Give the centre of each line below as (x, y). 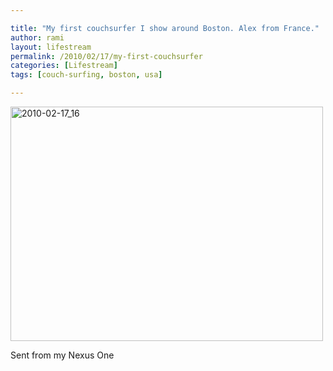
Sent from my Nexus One (62, 355)
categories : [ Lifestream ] (64, 66)
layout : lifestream (51, 47)
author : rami (37, 37)
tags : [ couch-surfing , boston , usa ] (86, 75)
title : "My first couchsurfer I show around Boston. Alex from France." (165, 28)
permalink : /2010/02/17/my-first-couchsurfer (106, 56)
